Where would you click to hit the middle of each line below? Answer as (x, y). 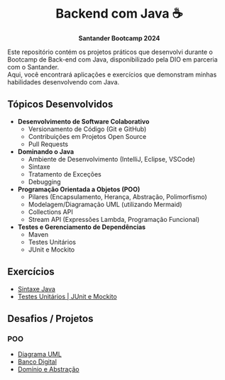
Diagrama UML (39, 354)
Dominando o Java (46, 151)
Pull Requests (48, 144)
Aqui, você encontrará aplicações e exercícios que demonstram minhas (112, 74)
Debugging (45, 181)
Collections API (50, 212)
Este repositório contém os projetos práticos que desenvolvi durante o (110, 52)
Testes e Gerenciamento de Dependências (82, 227)
